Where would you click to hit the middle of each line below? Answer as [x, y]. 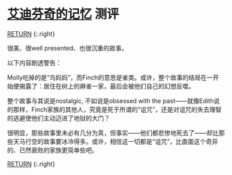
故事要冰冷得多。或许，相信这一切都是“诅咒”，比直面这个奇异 [131, 141]
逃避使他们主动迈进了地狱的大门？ [61, 118]
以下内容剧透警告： [35, 62]
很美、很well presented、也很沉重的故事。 [67, 48]
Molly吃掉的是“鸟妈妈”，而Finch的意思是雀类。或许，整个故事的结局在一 [110, 77]
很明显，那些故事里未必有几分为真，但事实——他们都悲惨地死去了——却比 [113, 133]
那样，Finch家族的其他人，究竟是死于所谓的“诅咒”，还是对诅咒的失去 [111, 109]
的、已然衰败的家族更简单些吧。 [52, 150]
